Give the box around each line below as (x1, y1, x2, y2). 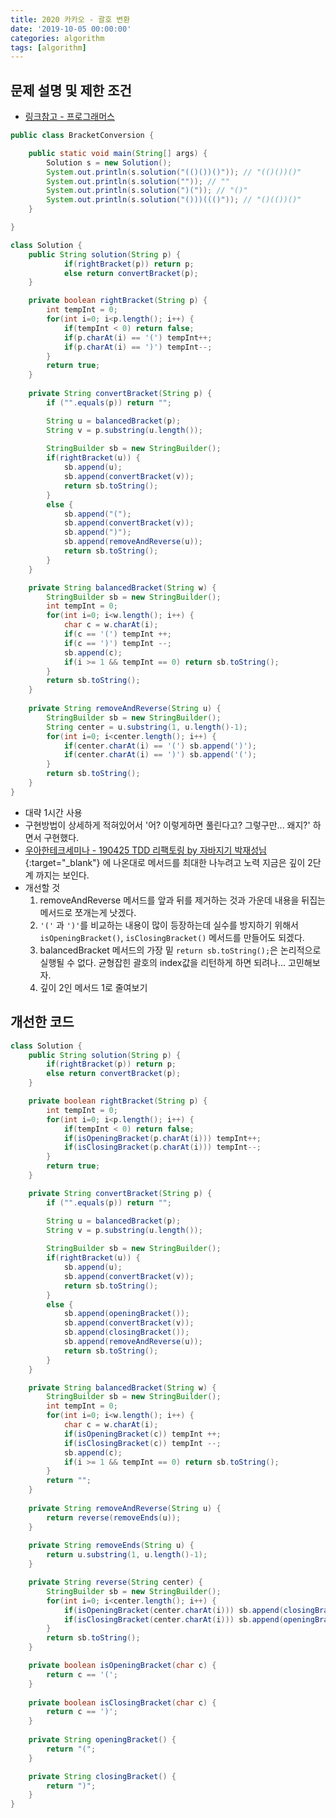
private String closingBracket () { (28, 1771, 177, 1781)
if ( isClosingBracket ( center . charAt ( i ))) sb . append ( (63, 1614, 284, 1625)
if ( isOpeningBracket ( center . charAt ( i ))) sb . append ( (63, 1605, 284, 1615)
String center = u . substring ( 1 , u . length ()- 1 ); (46, 722, 248, 732)
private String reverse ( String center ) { (28, 1577, 203, 1587)
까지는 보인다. (35, 869, 90, 881)
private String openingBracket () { (28, 1735, 177, 1745)
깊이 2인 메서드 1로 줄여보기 (39, 981, 148, 993)
